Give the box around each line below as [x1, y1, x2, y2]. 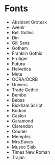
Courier [11, 128, 27, 134]
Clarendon [11, 123, 33, 129]
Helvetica [11, 66, 31, 71]
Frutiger [11, 55, 28, 61]
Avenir [11, 24, 25, 30]
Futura [11, 61, 25, 67]
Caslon [11, 113, 27, 118]
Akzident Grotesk [11, 19, 47, 25]
